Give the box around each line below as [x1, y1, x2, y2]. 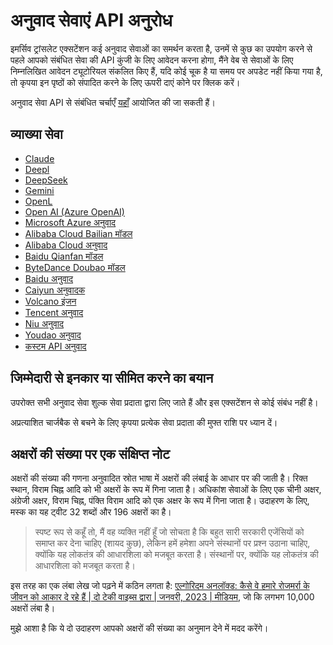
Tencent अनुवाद [24, 306, 84, 318]
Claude [24, 152, 55, 164]
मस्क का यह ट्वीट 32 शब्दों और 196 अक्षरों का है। [10, 506, 172, 518]
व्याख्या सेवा [10, 126, 63, 143]
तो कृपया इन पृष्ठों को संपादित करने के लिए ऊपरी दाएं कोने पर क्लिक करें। [10, 76, 241, 88]
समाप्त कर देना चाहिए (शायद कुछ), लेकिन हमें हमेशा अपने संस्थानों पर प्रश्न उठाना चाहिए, [34, 537, 311, 549]
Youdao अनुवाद [24, 329, 82, 341]
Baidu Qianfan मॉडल [24, 250, 104, 262]
